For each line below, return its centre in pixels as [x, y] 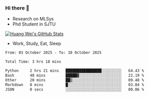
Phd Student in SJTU [34, 24]
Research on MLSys [33, 19]
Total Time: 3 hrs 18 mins [33, 62]
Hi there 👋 [17, 8]
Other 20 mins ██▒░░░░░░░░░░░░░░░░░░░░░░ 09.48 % [74, 80]
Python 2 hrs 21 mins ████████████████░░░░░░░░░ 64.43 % [74, 71]
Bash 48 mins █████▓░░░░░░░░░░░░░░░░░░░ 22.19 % [74, 75]
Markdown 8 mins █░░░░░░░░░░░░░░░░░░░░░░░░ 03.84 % [74, 84]
